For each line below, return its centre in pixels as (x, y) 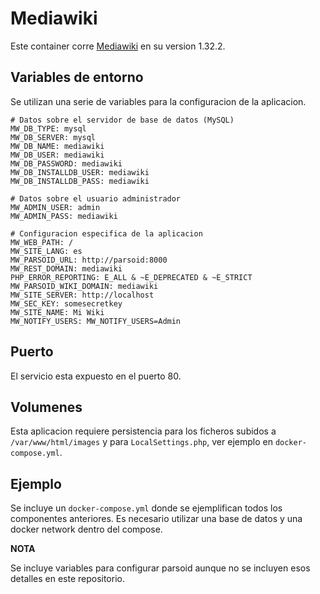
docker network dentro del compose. (86, 529)
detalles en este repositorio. (67, 579)
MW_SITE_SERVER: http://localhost (82, 295)
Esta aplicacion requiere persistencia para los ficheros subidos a (143, 431)
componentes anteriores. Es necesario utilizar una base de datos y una (156, 519)
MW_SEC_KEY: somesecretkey (66, 303)
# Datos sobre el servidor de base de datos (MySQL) (122, 120)
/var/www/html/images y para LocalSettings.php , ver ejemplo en (141, 442)
